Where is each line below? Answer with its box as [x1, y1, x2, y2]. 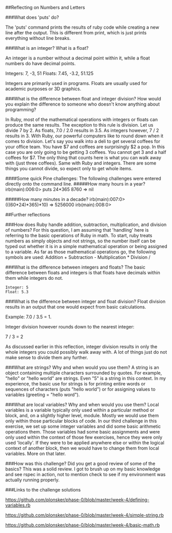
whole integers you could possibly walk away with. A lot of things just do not [5, 349, 167, 355]
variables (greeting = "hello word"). [5, 392, 80, 398]
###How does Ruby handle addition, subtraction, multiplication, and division [5, 221, 167, 228]
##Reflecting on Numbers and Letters [5, 5, 85, 10]
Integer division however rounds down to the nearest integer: [5, 324, 135, 330]
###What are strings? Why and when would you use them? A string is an [5, 364, 159, 371]
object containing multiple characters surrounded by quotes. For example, [5, 370, 162, 376]
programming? [5, 107, 36, 112]
